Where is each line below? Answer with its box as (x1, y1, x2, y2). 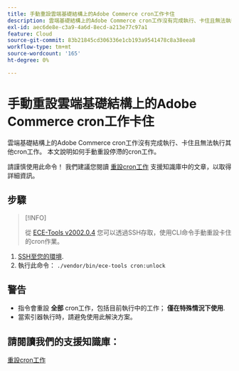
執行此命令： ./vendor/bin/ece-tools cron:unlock (17, 261, 166, 269)
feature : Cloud (7, 30, 53, 38)
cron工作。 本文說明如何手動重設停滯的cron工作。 (13, 147, 161, 156)
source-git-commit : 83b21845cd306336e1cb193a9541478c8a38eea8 (7, 37, 196, 44)
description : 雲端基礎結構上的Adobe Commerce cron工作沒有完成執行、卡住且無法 (7, 17, 226, 24)
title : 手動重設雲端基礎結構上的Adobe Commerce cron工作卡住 (7, 10, 176, 18)
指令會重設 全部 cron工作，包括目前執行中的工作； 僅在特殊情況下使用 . (17, 303, 225, 313)
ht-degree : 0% (7, 57, 50, 64)
